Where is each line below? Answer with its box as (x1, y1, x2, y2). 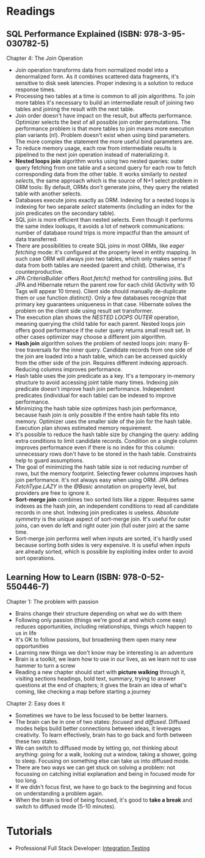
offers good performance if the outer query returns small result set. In (15, 326, 191, 334)
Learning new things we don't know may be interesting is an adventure (15, 649, 193, 656)
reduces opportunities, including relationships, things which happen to (15, 623, 193, 630)
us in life (15, 629, 37, 636)
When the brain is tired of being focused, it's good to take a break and (15, 796, 192, 803)
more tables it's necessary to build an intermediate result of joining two (15, 99, 194, 106)
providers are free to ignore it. (15, 489, 91, 497)
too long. (15, 777, 38, 784)
